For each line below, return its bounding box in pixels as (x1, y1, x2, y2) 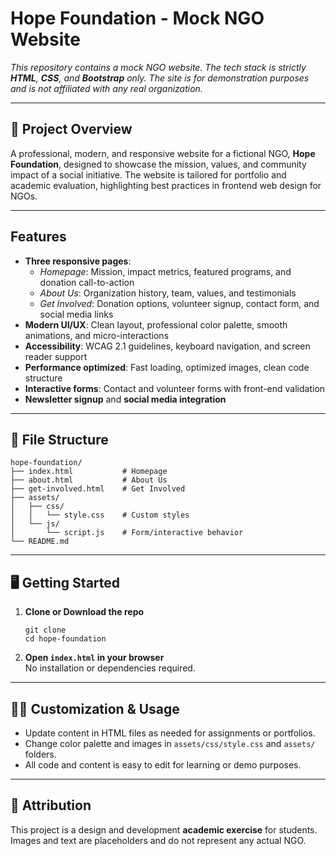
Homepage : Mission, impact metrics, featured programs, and (39, 265, 292, 277)
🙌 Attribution (10, 797, 92, 814)
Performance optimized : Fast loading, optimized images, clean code (24, 361, 310, 373)
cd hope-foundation (24, 634, 107, 644)
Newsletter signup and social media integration (24, 393, 227, 405)
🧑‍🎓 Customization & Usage (10, 700, 180, 717)
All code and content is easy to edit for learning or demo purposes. (24, 759, 302, 771)
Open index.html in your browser (24, 652, 165, 664)
